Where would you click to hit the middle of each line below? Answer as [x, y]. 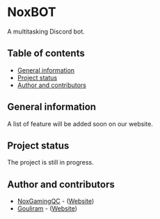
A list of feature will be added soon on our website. [80, 123]
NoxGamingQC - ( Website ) [56, 201]
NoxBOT [32, 12]
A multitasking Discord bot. [46, 31]
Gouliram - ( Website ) [47, 209]
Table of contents [46, 53]
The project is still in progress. [50, 163]
